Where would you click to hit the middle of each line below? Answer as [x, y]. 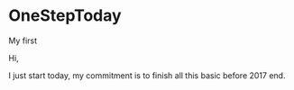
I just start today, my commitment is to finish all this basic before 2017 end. [147, 75]
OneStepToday [65, 16]
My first [23, 40]
